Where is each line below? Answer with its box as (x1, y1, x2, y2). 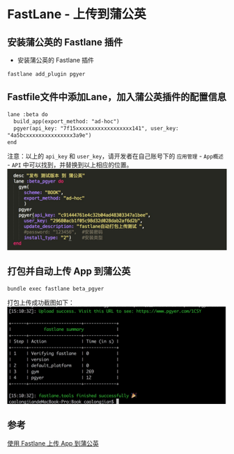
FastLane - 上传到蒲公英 (7, 6, 146, 22)
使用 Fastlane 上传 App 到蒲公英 (7, 439, 99, 447)
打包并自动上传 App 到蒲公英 (7, 266, 131, 277)
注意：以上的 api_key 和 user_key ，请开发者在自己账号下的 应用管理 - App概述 (7, 152, 224, 160)
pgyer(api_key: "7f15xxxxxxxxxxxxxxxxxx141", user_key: (13, 124, 179, 132)
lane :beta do (7, 111, 49, 118)
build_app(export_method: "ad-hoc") (13, 117, 120, 125)
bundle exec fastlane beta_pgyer (7, 285, 104, 292)
